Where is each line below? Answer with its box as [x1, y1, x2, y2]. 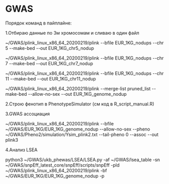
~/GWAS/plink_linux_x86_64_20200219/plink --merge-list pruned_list [5, 85, 151, 92]
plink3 [5, 137, 18, 143]
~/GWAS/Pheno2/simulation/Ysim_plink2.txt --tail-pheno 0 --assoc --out [5, 131, 159, 138]
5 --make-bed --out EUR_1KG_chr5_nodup [5, 45, 94, 51]
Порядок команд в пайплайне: [5, 20, 72, 26]
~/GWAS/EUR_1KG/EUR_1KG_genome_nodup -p [5, 173, 105, 179]
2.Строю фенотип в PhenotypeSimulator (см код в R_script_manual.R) [5, 100, 155, 107]
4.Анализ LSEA [5, 146, 38, 153]
